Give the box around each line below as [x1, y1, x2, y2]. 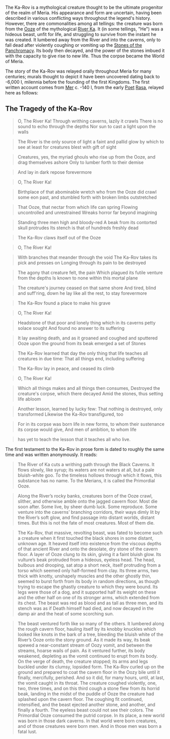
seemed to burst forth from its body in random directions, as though [17, 578, 160, 584]
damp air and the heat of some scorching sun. [17, 610, 114, 617]
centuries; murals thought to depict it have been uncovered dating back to [5, 74, 160, 79]
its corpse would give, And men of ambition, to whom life [17, 426, 137, 433]
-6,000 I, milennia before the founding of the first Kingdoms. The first [5, 79, 150, 85]
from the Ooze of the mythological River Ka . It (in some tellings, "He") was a [5, 26, 163, 32]
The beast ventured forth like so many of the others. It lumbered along [17, 620, 164, 627]
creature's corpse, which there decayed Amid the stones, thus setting [17, 390, 163, 396]
